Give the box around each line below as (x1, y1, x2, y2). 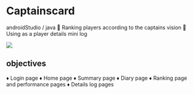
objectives (6, 58, 47, 69)
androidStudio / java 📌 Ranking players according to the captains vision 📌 (6, 24, 186, 31)
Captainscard (6, 4, 75, 18)
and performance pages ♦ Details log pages (6, 80, 114, 87)
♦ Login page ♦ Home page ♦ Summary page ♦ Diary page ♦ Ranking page (6, 74, 187, 82)
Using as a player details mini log (6, 30, 88, 37)
